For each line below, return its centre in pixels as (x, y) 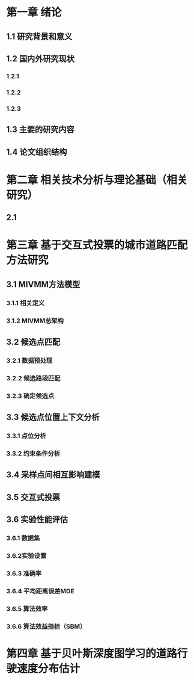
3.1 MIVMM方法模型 (43, 284)
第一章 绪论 (34, 12)
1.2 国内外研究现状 (41, 59)
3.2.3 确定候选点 (30, 396)
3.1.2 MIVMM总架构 (35, 321)
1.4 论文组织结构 (37, 152)
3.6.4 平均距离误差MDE (40, 591)
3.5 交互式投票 (33, 497)
